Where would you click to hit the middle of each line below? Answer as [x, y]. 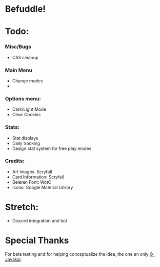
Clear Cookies [26, 115]
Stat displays [25, 138]
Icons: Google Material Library [42, 187]
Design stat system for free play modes [52, 148]
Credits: [15, 161]
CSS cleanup [25, 57]
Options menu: [23, 98]
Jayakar [13, 259]
